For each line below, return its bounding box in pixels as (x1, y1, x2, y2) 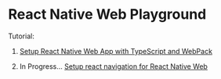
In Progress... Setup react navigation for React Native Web (19, 61, 208, 71)
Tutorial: (8, 31, 35, 41)
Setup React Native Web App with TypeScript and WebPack (19, 46, 213, 56)
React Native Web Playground (8, 5, 207, 23)
